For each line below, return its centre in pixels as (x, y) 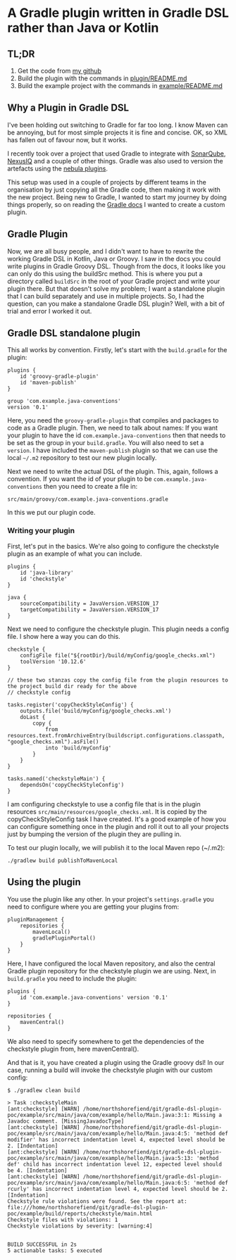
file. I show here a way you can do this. (64, 636)
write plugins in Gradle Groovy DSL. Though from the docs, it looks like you (117, 266)
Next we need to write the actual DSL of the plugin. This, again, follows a (113, 472)
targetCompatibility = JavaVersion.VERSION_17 (89, 610)
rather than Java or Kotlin (83, 28)
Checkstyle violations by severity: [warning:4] (80, 1226)
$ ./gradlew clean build (44, 1090)
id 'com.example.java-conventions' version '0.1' (94, 997)
